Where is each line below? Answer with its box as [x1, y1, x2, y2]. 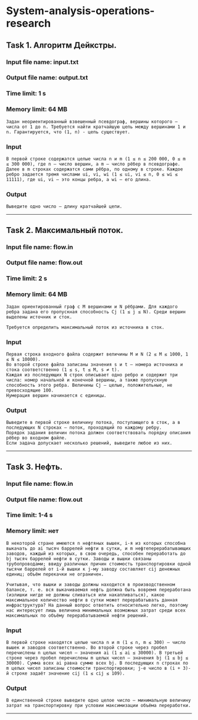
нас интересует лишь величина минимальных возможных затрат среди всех [6, 607, 186, 613]
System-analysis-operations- [6, 4, 155, 18]
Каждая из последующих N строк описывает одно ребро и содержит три [6, 371, 178, 378]
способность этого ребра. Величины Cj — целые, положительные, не [6, 382, 173, 388]
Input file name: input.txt [6, 58, 79, 66]
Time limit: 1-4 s [6, 511, 53, 520]
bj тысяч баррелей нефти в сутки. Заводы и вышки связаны [6, 555, 151, 561]
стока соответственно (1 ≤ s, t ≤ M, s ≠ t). [6, 367, 120, 373]
